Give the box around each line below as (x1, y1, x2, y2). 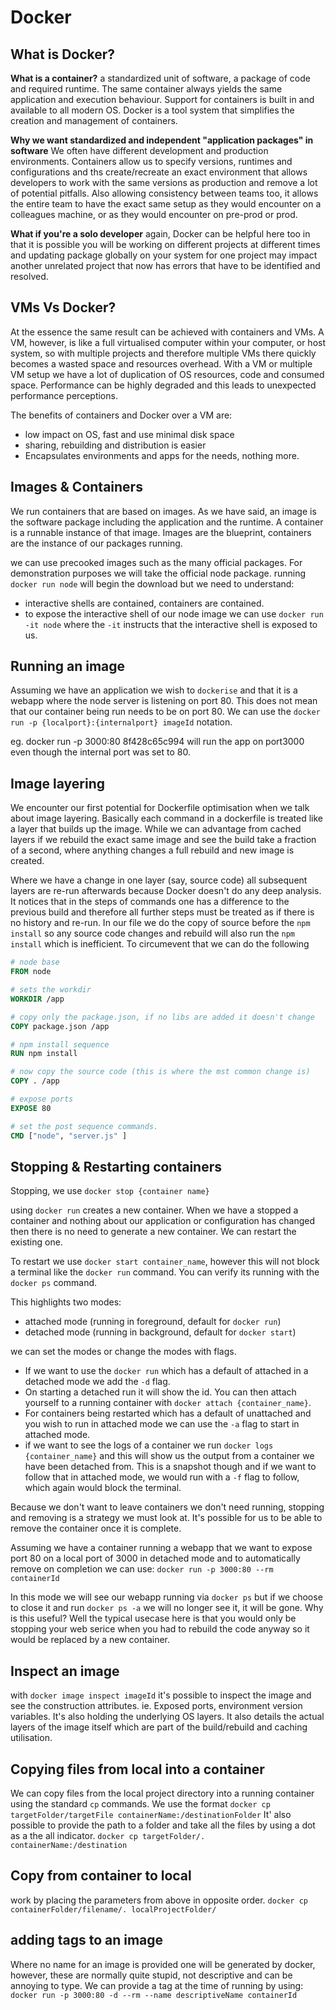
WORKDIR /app (10, 994, 65, 1004)
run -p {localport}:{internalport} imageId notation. (10, 716, 233, 728)
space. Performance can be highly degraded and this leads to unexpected (10, 379, 317, 391)
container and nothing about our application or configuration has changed (10, 1215, 316, 1227)
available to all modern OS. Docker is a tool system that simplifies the (10, 104, 295, 116)
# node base (10, 957, 60, 968)
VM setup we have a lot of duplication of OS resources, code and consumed (10, 368, 325, 380)
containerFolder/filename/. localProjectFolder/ (10, 1904, 217, 1915)
